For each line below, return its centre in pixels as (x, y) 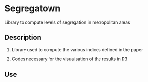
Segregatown (33, 9)
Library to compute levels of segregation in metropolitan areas (67, 22)
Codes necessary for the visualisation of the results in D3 (70, 59)
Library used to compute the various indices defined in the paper (77, 49)
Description (23, 38)
